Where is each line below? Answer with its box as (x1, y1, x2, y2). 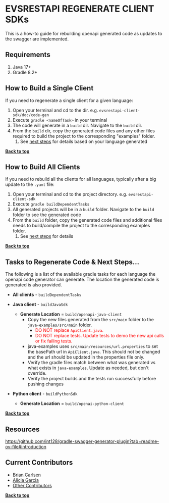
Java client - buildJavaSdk (12, 301, 68, 308)
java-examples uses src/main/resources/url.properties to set (27, 343, 158, 349)
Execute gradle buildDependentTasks (12, 201, 90, 207)
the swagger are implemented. (5, 36, 69, 42)
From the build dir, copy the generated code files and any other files (12, 127, 155, 134)
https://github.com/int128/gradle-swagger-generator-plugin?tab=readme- (5, 438, 159, 444)
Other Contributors (12, 482, 52, 488)
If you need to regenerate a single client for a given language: (5, 97, 133, 104)
